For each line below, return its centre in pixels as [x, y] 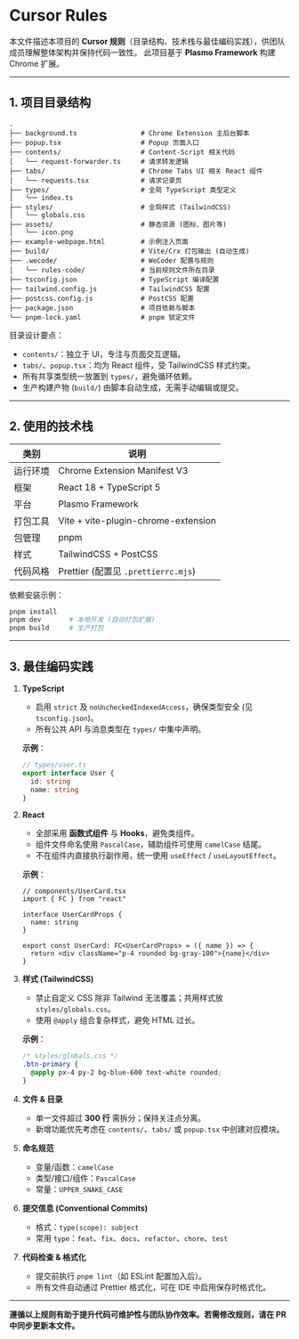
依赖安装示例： [36, 595]
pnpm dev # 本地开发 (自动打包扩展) [82, 620]
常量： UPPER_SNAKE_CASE [79, 1189]
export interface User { [68, 773]
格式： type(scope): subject [87, 1227]
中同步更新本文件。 [44, 1325]
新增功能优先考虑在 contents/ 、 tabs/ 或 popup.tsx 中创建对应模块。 [160, 1129]
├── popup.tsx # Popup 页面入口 [105, 142]
